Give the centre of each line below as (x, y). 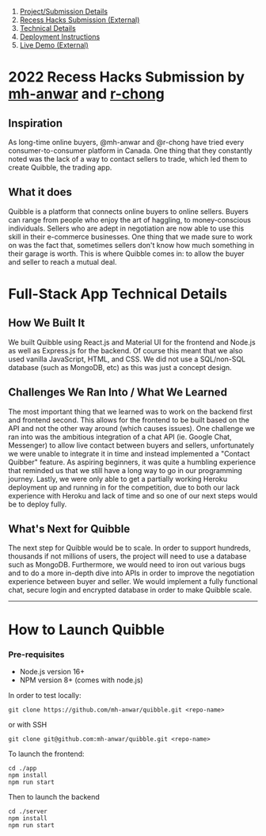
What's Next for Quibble (69, 529)
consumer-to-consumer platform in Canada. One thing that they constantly (130, 151)
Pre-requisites (36, 655)
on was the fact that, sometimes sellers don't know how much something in (131, 245)
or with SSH (28, 724)
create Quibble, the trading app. (60, 167)
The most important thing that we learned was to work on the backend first (131, 411)
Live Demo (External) (54, 45)
